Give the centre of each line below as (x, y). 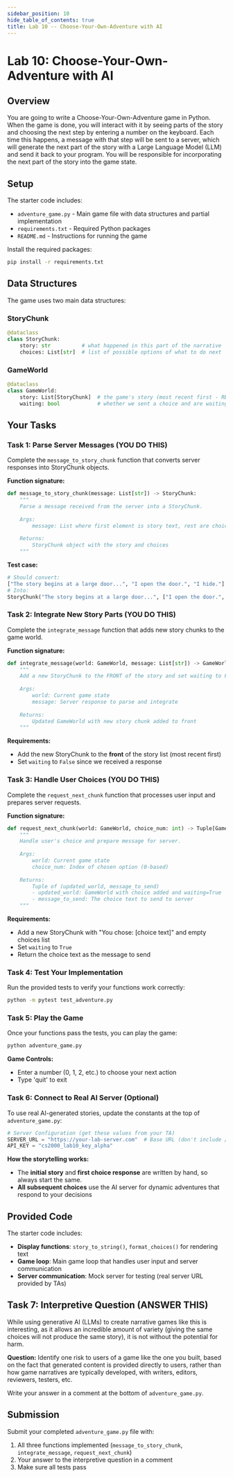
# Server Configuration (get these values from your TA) (91, 1133)
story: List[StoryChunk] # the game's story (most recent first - (119, 397)
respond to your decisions (54, 1195)
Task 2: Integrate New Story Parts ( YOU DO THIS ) (92, 614)
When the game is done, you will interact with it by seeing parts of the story (115, 125)
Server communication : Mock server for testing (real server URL (110, 1276)
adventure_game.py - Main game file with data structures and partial (113, 214)
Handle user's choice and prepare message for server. (101, 841)
